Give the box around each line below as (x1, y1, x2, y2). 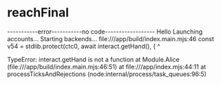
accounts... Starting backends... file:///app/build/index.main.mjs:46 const (7, 34, 215, 42)
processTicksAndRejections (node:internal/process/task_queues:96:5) (7, 70, 207, 78)
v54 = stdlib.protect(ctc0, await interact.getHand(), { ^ (7, 42, 160, 50)
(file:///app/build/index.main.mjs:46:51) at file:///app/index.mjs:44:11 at (7, 62, 207, 71)
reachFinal (7, 5, 70, 21)
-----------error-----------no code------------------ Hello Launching (7, 27, 203, 36)
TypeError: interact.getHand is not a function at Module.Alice (7, 55, 180, 63)
